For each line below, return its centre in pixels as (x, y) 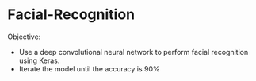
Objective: (24, 37)
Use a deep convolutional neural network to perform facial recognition (134, 52)
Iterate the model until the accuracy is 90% (89, 68)
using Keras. (39, 60)
